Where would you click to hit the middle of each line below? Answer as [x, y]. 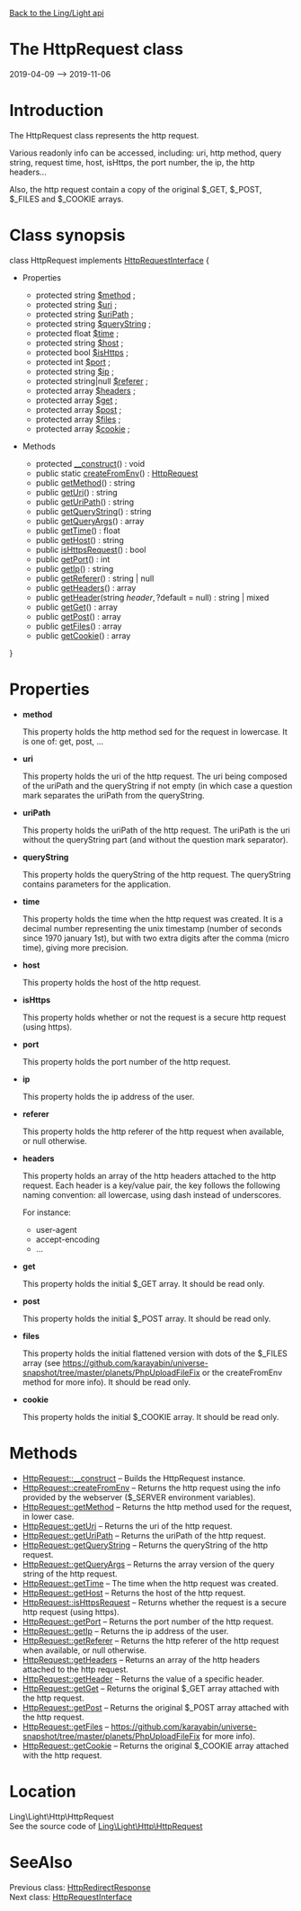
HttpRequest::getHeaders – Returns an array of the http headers [141, 1659]
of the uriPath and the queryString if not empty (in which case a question [157, 785]
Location [43, 1791]
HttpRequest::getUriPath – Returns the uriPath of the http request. [144, 1535]
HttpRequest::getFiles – [66, 1727]
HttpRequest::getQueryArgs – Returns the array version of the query [148, 1564]
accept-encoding [68, 1239]
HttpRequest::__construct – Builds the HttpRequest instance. [133, 1478]
